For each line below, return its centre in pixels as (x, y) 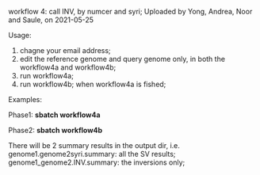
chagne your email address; (65, 50)
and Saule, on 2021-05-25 (51, 20)
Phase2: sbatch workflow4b (55, 130)
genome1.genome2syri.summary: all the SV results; (92, 154)
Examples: (25, 99)
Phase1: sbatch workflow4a (54, 115)
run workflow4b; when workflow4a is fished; (93, 84)
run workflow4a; (46, 76)
